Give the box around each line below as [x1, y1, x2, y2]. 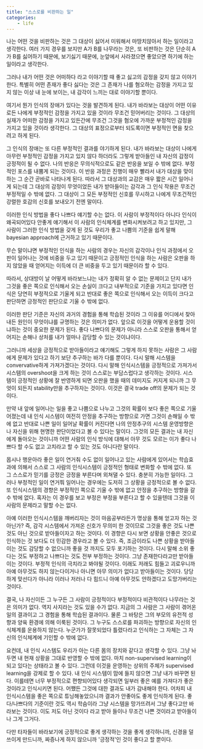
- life [17, 20, 34, 26]
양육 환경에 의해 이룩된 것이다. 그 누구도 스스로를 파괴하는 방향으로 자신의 [17, 619, 191, 626]
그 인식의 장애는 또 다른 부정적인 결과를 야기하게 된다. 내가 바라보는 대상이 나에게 [6, 145, 197, 152]
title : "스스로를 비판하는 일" [6, 9, 74, 15]
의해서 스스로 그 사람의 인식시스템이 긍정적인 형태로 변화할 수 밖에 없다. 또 [17, 464, 192, 471]
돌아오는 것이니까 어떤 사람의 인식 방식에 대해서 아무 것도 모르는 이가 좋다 [17, 436, 191, 443]
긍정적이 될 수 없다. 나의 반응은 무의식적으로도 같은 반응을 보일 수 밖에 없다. [6, 160, 184, 167]
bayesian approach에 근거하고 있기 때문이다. [6, 234, 114, 241]
